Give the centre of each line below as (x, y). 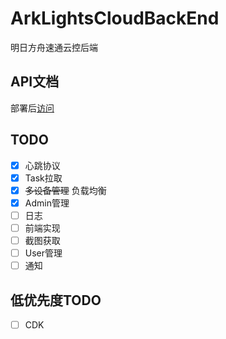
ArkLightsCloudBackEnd (115, 18)
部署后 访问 (32, 108)
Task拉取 (43, 178)
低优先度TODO (56, 300)
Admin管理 (47, 203)
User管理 (43, 253)
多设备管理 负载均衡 (65, 190)
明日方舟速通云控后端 (54, 47)
